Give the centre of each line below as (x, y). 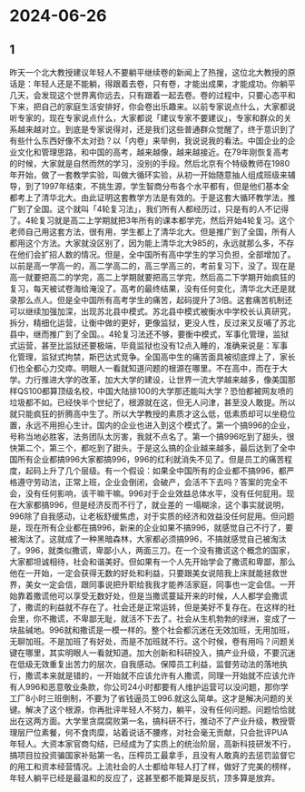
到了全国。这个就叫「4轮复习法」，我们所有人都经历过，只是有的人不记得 (153, 209)
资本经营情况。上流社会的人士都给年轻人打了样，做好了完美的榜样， (168, 767)
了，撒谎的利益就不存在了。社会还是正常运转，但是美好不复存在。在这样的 (148, 607)
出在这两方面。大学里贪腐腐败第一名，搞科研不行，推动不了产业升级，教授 (148, 721)
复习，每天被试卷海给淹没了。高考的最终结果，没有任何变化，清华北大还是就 (152, 289)
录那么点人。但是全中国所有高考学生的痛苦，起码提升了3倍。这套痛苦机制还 (151, 300)
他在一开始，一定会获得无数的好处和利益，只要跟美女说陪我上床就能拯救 (144, 573)
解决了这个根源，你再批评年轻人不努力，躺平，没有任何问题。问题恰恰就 (160, 710)
